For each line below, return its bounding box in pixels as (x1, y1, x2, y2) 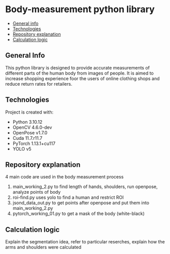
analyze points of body (12, 189, 61, 195)
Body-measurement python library (5, 4, 155, 15)
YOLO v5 (12, 146, 31, 152)
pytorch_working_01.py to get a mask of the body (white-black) (12, 210, 145, 216)
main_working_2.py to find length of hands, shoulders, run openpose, (12, 184, 158, 190)
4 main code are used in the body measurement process (5, 174, 124, 180)
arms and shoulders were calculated (5, 244, 82, 250)
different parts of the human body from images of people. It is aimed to (5, 70, 154, 76)
